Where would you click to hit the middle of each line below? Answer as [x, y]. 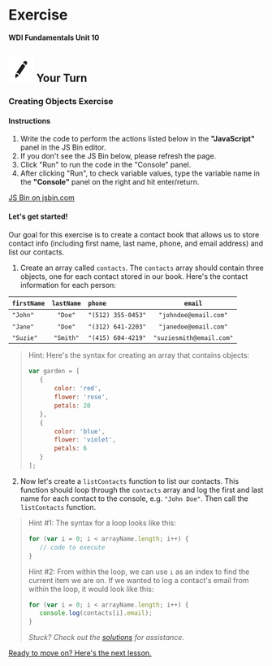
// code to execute [72, 547]
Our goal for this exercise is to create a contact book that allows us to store [134, 234]
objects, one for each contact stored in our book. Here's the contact [134, 276]
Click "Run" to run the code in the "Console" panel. [106, 165]
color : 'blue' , [80, 431]
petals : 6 [71, 449]
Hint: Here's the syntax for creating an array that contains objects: [139, 355]
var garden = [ [54, 372]
